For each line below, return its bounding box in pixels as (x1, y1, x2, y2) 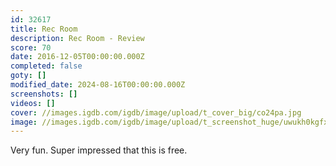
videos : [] (10, 98, 56, 108)
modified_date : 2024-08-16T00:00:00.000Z (10, 80, 186, 90)
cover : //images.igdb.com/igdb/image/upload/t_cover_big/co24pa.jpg (10, 107, 302, 118)
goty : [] (10, 71, 47, 81)
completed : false (10, 61, 83, 71)
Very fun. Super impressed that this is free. (10, 144, 188, 156)
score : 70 (10, 42, 52, 53)
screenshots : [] (10, 89, 78, 99)
